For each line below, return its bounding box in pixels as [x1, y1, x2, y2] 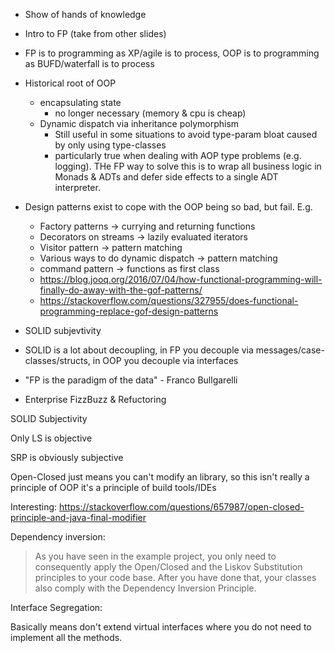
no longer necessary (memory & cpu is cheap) [54, 107, 247, 119]
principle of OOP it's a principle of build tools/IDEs [10, 482, 217, 493]
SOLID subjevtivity [24, 325, 102, 336]
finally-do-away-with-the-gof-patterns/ [39, 284, 203, 296]
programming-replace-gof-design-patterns [39, 305, 219, 317]
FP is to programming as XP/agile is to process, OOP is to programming [24, 47, 320, 59]
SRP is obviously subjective [10, 452, 124, 463]
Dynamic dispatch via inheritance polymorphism [39, 118, 240, 129]
